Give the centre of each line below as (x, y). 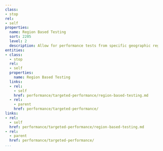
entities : (15, 50)
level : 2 (18, 41)
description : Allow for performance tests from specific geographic (80, 46)
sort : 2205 (20, 37)
